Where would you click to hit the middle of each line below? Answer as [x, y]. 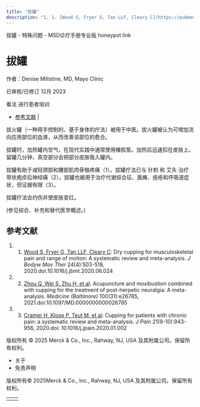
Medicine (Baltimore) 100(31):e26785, [93, 297]
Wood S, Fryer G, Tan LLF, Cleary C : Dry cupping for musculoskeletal [108, 252]
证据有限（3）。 [40, 185]
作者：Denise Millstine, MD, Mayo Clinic [55, 79]
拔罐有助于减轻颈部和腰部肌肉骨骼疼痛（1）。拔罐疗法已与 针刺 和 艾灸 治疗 [98, 170]
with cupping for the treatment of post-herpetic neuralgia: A [97, 290]
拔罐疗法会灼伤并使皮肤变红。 [43, 198]
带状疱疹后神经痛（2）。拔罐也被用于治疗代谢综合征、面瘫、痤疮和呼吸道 [95, 177]
